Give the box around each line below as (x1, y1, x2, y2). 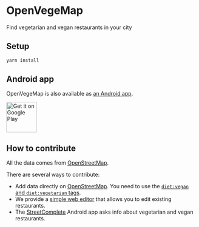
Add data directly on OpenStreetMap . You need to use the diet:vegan (15, 183, 189, 190)
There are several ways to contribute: (6, 171, 100, 179)
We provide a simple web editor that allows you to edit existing (15, 196, 172, 203)
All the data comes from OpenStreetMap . (6, 159, 109, 166)
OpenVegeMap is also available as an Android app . (6, 90, 133, 97)
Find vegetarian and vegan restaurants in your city (6, 24, 132, 31)
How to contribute (6, 143, 76, 153)
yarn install (6, 57, 39, 64)
